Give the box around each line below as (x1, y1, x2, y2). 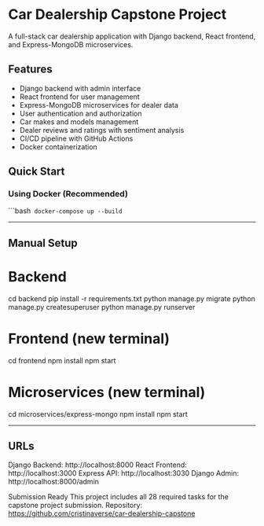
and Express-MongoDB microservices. (8, 39, 134, 49)
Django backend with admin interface (19, 83, 141, 93)
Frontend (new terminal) (8, 329, 170, 348)
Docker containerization (19, 142, 98, 151)
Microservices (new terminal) (8, 383, 206, 401)
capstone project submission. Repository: (8, 501, 143, 510)
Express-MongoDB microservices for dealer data (19, 100, 179, 109)
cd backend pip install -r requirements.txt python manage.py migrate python (8, 293, 255, 303)
